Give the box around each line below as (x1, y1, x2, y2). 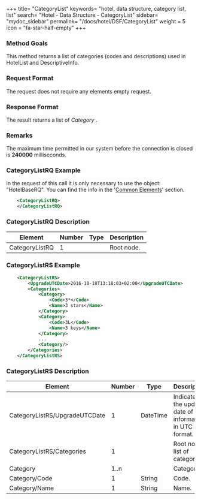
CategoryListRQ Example (6, 166, 81, 174)
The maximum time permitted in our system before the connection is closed (6, 145, 193, 152)
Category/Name (9, 484, 54, 492)
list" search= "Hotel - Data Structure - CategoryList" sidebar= (6, 11, 159, 19)
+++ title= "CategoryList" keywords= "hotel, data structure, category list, (6, 5, 187, 12)
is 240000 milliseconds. (6, 151, 67, 158)
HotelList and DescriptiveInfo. (6, 59, 80, 67)
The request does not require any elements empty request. (6, 88, 151, 95)
